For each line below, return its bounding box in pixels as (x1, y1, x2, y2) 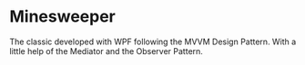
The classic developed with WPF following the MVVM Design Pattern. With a (9, 36, 297, 47)
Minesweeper (9, 6, 116, 27)
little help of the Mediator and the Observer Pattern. (9, 45, 203, 56)
